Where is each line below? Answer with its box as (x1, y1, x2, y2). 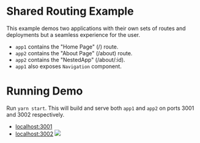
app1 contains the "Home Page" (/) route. (15, 43, 119, 50)
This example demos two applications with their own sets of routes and (6, 25, 186, 32)
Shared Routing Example (6, 4, 134, 18)
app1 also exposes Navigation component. (15, 63, 122, 70)
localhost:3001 (15, 123, 53, 130)
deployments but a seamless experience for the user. (6, 31, 141, 38)
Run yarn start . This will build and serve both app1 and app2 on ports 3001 (6, 104, 194, 112)
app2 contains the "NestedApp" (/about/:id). (15, 56, 125, 63)
